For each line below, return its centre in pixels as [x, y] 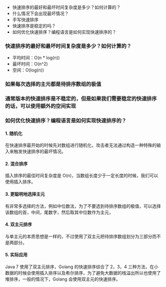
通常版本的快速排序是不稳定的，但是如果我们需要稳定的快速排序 [81, 99]
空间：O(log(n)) [28, 70]
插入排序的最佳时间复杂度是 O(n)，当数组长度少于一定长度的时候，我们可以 [82, 176]
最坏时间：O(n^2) [30, 64]
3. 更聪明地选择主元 [25, 194]
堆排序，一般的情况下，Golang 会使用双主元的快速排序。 [63, 279]
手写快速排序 [25, 20]
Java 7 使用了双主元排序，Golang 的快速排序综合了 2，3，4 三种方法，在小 [82, 267]
